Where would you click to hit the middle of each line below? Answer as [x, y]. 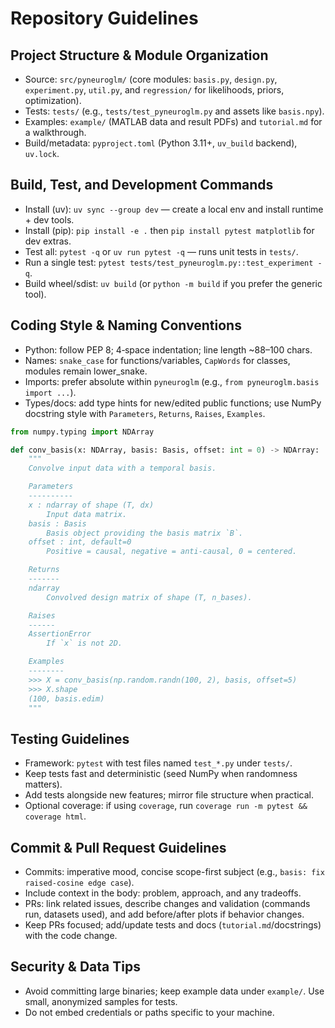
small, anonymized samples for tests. [101, 1001]
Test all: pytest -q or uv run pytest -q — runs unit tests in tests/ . [161, 251]
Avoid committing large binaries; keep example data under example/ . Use [174, 991]
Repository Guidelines [104, 18]
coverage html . [55, 816]
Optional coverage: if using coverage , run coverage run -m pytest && [166, 806]
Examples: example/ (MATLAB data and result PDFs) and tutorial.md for [173, 121]
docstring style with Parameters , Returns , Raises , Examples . [145, 413]
